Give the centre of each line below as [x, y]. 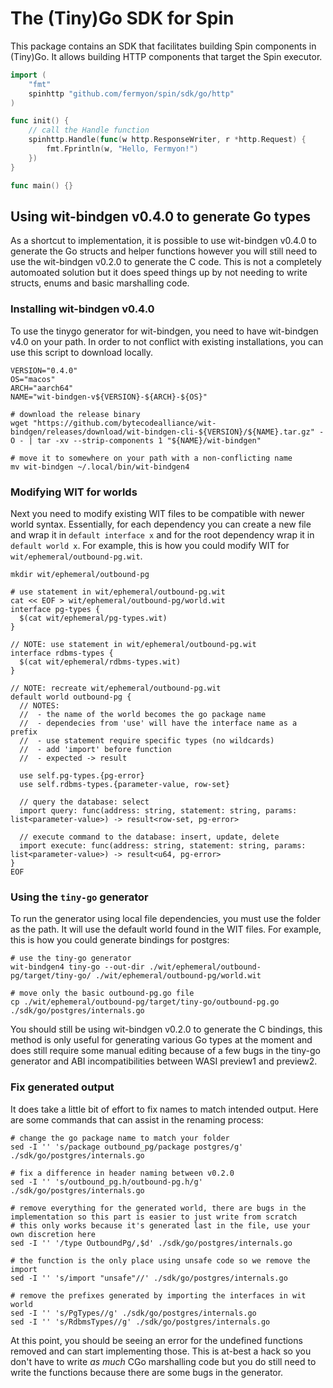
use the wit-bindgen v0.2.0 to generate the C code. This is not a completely [166, 262]
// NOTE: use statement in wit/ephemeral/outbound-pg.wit [133, 644]
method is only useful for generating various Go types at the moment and [161, 1040]
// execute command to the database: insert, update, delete [149, 837]
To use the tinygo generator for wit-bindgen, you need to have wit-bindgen [164, 331]
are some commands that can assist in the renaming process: [137, 1119]
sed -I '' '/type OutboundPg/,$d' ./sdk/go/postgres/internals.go [151, 1243]
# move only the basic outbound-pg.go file [102, 993]
